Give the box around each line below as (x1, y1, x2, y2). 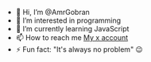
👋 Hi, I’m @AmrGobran (15, 8, 90, 16)
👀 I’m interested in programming (15, 16, 122, 25)
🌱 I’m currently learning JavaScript (15, 24, 130, 33)
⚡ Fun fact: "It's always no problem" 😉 (15, 45, 143, 54)
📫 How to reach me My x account (15, 33, 129, 42)
